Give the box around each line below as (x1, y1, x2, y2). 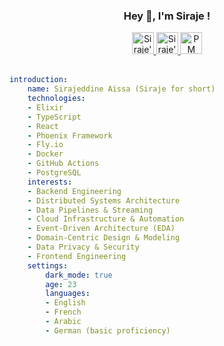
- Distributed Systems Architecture (27, 195, 181, 206)
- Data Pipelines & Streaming (27, 205, 154, 215)
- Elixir (27, 102, 64, 113)
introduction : (9, 75, 69, 85)
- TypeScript (27, 112, 82, 122)
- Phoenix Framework (27, 130, 113, 141)
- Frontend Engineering (27, 251, 127, 261)
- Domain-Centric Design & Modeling (27, 233, 181, 243)
